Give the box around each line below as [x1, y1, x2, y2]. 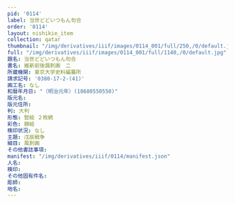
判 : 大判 [7, 107, 30, 114]
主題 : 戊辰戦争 [7, 133, 45, 140]
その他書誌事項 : [7, 146, 48, 153]
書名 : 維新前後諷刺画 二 [7, 62, 71, 69]
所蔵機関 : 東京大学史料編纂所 [7, 68, 82, 75]
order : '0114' [7, 23, 49, 30]
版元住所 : [7, 101, 31, 108]
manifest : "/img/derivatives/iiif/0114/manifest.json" [7, 153, 171, 160]
